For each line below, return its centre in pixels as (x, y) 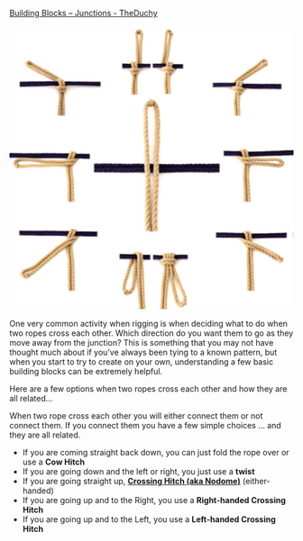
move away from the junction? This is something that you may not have (142, 343)
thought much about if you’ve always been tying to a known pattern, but (143, 352)
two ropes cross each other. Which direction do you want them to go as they (151, 333)
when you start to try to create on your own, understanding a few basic (142, 362)
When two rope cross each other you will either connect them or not (136, 416)
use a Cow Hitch (54, 462)
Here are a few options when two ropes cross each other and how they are (148, 389)
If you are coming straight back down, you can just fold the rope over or (156, 452)
